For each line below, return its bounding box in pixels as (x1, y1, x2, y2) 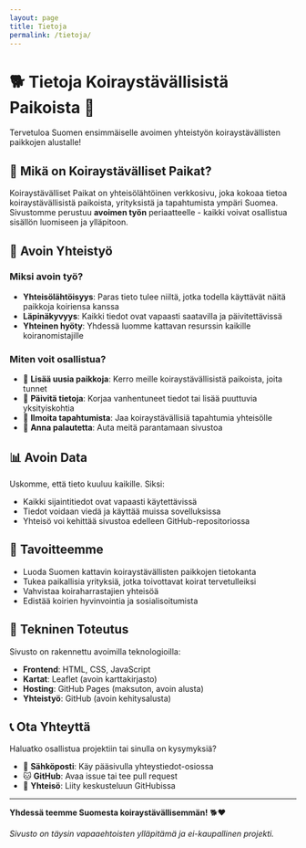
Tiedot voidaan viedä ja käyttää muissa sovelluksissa (22, 506, 221, 517)
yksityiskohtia (22, 403, 75, 414)
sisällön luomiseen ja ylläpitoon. (9, 216, 129, 228)
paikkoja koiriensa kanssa (22, 300, 120, 311)
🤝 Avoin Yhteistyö (9, 243, 114, 258)
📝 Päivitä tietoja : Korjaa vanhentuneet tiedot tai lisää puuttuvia (22, 393, 258, 404)
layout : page (9, 13, 59, 23)
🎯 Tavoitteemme (9, 542, 104, 558)
